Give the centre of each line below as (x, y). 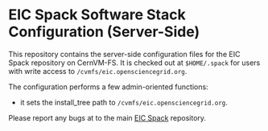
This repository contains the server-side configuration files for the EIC (124, 54)
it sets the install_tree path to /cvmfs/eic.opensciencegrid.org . (124, 102)
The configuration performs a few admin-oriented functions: (108, 87)
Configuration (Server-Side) (104, 32)
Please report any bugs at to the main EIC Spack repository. (107, 117)
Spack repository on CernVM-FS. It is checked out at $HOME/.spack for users (134, 63)
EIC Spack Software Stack (97, 15)
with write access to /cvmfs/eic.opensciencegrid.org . (98, 71)
